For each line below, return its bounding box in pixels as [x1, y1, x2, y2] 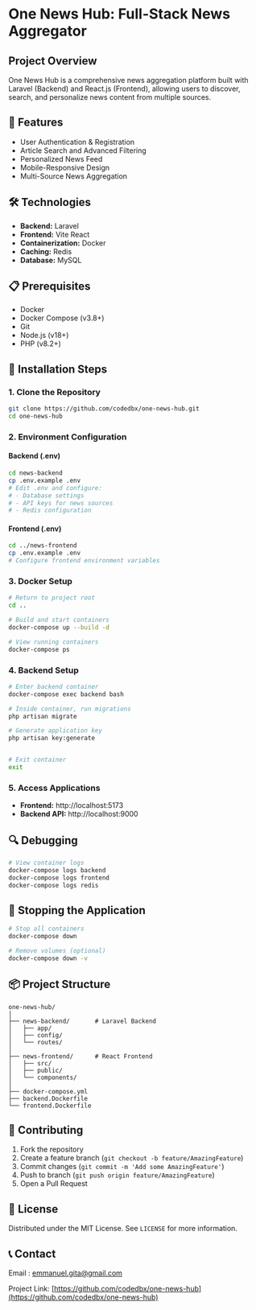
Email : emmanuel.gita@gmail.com [8, 1268, 123, 1278]
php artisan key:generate [8, 734, 95, 743]
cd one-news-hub [8, 412, 63, 420]
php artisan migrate [8, 712, 78, 720]
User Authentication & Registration [19, 137, 135, 146]
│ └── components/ [8, 1073, 78, 1081]
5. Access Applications [8, 782, 101, 793]
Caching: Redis [19, 246, 72, 256]
